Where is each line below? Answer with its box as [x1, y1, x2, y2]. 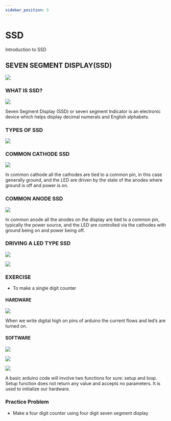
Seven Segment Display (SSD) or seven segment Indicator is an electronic [5, 108, 161, 114]
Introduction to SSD [5, 46, 47, 53]
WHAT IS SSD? [5, 87, 43, 94]
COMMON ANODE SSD [5, 195, 63, 202]
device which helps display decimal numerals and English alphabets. [5, 113, 150, 120]
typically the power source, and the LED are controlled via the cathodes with [5, 221, 166, 228]
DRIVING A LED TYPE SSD [5, 240, 71, 247]
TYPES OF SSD [5, 126, 43, 133]
